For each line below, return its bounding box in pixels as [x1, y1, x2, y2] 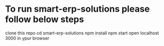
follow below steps [5, 14, 84, 25]
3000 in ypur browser [5, 35, 49, 41]
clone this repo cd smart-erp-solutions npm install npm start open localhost [5, 30, 159, 36]
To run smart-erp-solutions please [5, 3, 150, 15]
